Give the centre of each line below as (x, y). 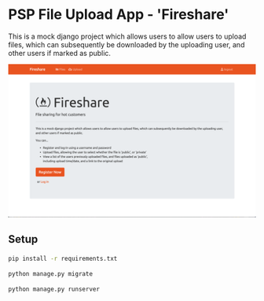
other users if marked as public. (60, 53)
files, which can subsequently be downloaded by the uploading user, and (126, 44)
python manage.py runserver (54, 289)
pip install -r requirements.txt (63, 258)
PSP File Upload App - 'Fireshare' (119, 15)
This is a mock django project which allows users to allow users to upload (127, 36)
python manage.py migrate (50, 273)
